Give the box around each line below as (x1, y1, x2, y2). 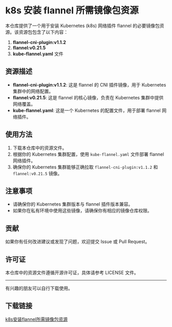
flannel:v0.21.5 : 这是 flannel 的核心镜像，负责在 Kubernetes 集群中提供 (12, 94, 164, 100)
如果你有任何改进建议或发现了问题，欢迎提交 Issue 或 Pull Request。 (5, 238, 150, 245)
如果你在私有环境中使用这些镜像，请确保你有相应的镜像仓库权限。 (12, 208, 152, 214)
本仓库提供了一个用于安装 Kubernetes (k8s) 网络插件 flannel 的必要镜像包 (5, 23, 160, 29)
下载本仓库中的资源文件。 (12, 144, 67, 151)
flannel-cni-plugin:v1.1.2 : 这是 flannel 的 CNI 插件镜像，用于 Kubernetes (12, 81, 166, 88)
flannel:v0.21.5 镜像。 (12, 170, 62, 177)
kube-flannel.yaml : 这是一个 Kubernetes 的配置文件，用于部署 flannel (12, 107, 161, 113)
